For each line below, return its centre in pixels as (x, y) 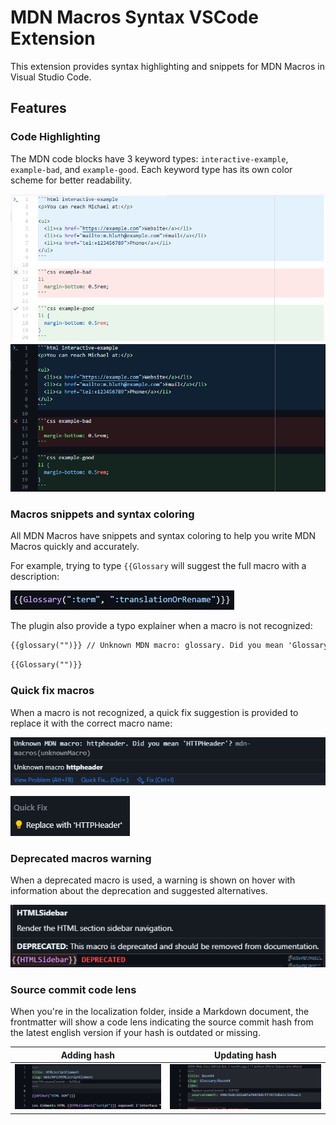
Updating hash (245, 1055)
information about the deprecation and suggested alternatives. (139, 891)
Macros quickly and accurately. (75, 547)
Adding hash (87, 1055)
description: (35, 577)
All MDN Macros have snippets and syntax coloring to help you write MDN (163, 536)
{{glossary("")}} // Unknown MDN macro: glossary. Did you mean (147, 646)
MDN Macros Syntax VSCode (134, 17)
